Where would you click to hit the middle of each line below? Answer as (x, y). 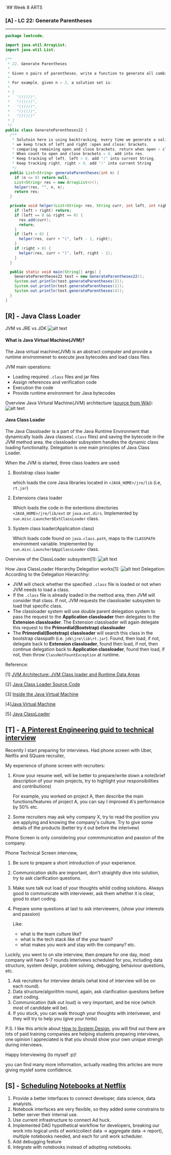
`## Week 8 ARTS (24, 7)
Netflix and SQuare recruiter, (35, 755)
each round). (26, 986)
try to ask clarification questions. (47, 878)
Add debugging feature (37, 1141)
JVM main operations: (28, 367)
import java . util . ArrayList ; (36, 45)
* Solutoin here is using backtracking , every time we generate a (84, 140)
